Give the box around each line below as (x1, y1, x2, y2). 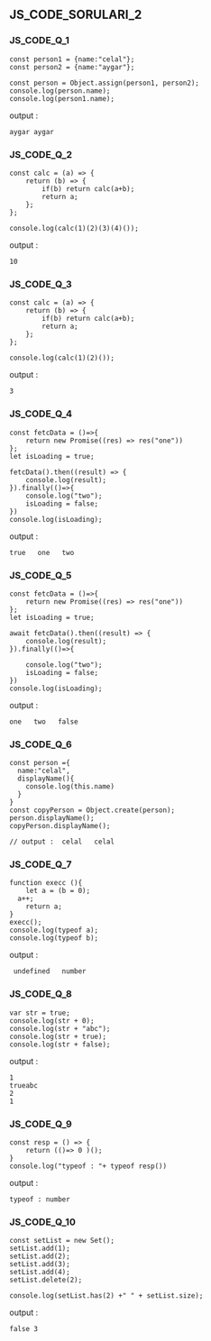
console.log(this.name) (25, 782, 115, 791)
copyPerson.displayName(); (9, 822, 111, 831)
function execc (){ (9, 879, 83, 888)
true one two (9, 548, 75, 557)
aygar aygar (9, 127, 54, 136)
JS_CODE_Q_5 (9, 569, 72, 581)
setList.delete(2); (9, 1275, 83, 1285)
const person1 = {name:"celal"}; (9, 54, 135, 64)
